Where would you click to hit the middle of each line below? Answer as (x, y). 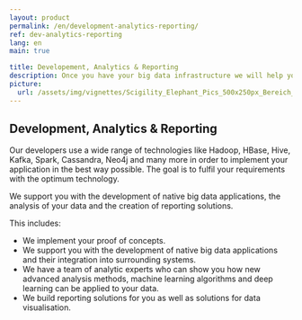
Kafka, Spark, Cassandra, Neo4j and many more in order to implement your (149, 160)
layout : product (40, 18)
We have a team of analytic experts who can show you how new (141, 270)
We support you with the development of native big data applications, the (145, 196)
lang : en (26, 43)
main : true (30, 51)
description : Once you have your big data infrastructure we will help (146, 76)
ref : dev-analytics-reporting (66, 34)
